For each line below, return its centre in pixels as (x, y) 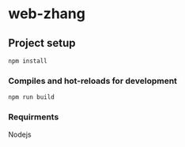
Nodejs (20, 134)
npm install (28, 61)
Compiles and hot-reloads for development (93, 81)
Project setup (42, 43)
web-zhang (47, 14)
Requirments (34, 117)
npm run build (32, 97)
